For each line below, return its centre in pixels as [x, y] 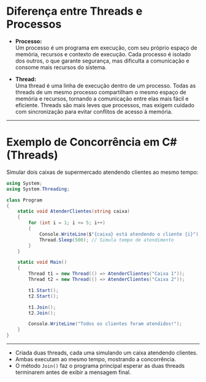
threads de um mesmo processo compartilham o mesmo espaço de [101, 92]
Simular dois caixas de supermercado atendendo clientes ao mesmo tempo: [102, 172]
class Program [25, 200]
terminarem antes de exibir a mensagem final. [73, 372]
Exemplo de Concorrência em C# [92, 142]
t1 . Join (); [42, 307]
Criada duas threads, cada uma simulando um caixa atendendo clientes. [106, 353]
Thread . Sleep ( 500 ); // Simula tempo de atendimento [106, 240]
